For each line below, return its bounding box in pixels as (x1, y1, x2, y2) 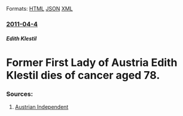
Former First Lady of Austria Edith (6, 56, 178, 69)
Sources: (6, 90, 33, 98)
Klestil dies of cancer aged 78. (6, 68, 160, 82)
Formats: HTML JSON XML (6, 5, 73, 12)
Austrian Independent (14, 103, 69, 110)
